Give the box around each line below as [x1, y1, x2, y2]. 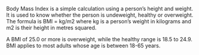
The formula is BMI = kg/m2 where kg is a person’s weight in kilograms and [6, 18, 191, 25]
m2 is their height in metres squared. [6, 24, 97, 31]
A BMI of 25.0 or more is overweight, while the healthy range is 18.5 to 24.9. [6, 36, 193, 42]
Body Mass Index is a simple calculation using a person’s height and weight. [6, 5, 193, 12]
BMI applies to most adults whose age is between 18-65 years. [6, 42, 161, 49]
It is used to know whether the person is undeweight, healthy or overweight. [6, 11, 194, 19]
